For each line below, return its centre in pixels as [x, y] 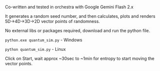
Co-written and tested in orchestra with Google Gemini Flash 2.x [69, 7]
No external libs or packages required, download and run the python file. [78, 30]
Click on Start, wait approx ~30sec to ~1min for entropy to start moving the [80, 59]
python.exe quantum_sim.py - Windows [44, 40]
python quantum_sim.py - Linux [36, 49]
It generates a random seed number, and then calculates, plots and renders [80, 16]
